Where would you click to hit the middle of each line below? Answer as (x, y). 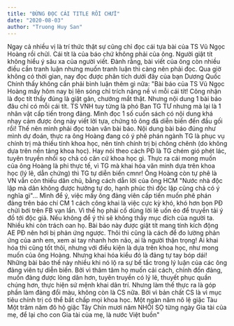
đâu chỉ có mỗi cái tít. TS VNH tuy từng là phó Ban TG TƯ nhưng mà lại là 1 (114, 107)
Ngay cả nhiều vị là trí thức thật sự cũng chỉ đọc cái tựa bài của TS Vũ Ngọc (116, 47)
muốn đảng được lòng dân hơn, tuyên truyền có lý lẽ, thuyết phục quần (109, 278)
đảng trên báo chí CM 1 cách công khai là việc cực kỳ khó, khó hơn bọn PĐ (115, 203)
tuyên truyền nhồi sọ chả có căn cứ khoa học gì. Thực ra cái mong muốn (112, 158)
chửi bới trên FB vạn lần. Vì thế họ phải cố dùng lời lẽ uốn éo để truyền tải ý (115, 210)
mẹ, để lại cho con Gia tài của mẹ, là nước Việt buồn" (83, 315)
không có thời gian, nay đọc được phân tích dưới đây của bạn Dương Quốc (114, 76)
